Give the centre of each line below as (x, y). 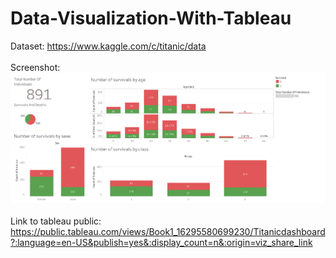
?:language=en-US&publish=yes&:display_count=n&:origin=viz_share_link (161, 243)
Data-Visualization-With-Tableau (151, 18)
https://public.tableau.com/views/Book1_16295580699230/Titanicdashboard (168, 232)
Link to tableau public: (56, 221)
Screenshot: (35, 67)
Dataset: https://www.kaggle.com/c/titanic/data (108, 46)
